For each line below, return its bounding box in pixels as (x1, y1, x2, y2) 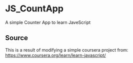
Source (5, 34, 28, 42)
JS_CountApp (5, 3, 64, 14)
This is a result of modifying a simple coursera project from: (5, 47, 128, 53)
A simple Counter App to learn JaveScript (5, 19, 91, 25)
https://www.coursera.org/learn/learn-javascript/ (5, 52, 106, 58)
